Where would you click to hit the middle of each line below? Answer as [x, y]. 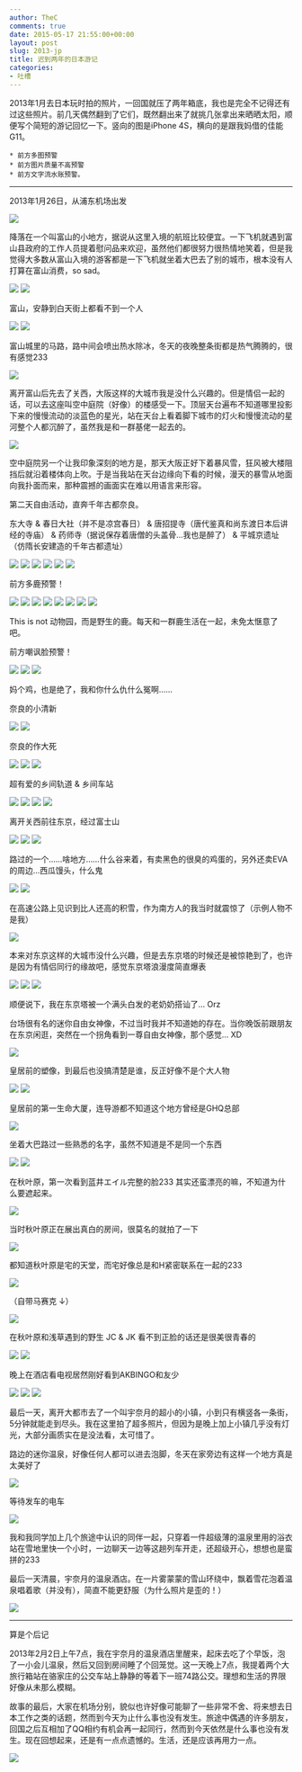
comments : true [38, 26]
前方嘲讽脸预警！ [41, 651]
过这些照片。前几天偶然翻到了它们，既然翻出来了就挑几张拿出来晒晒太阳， [147, 114]
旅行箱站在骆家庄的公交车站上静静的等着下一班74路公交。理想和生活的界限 [148, 1676]
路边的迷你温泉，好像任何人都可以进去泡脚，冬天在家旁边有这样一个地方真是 [151, 1454]
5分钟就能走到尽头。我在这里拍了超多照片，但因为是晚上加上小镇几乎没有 [146, 1423]
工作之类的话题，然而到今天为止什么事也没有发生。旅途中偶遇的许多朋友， [155, 1717]
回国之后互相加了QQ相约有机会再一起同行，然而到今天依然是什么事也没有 [145, 1729]
